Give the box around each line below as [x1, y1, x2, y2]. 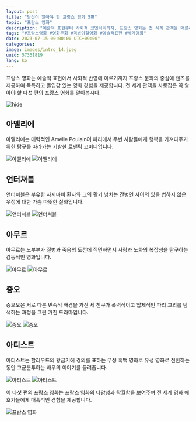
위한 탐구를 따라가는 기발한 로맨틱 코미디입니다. [6, 143, 114, 150]
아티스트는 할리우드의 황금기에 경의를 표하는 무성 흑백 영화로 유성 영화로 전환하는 [6, 357, 190, 364]
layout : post [6, 8, 38, 15]
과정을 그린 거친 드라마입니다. [21, 309, 89, 316]
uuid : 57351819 [6, 52, 43, 58]
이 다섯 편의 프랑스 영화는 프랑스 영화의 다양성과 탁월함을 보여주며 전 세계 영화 [6, 389, 184, 396]
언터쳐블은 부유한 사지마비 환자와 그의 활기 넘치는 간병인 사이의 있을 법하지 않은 [6, 191, 187, 198]
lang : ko [6, 57, 27, 63]
